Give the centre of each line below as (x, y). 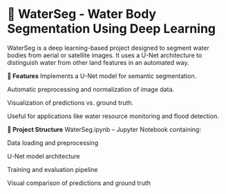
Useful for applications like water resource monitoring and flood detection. (113, 116)
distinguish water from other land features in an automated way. (98, 62)
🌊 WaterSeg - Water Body (82, 14)
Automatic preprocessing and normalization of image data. (91, 89)
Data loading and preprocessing (53, 143)
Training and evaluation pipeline (53, 169)
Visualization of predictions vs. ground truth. (70, 102)
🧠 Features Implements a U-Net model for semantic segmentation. (102, 76)
